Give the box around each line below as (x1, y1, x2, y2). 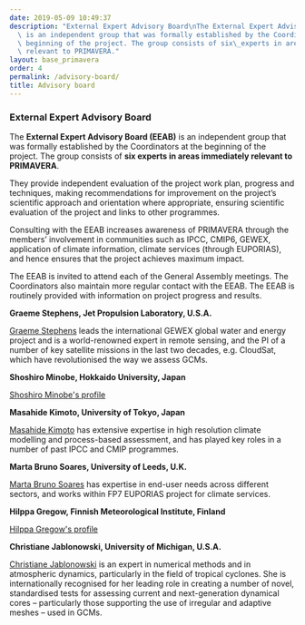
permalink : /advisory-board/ (9, 73, 120, 82)
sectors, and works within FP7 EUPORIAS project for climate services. (9, 488, 271, 499)
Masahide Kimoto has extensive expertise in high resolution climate (9, 424, 261, 435)
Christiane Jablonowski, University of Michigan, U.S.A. (9, 541, 222, 552)
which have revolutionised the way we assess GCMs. (9, 354, 209, 365)
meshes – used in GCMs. (9, 607, 103, 618)
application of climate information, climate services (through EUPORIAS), (9, 243, 282, 254)
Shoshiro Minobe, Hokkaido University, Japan (9, 371, 186, 382)
